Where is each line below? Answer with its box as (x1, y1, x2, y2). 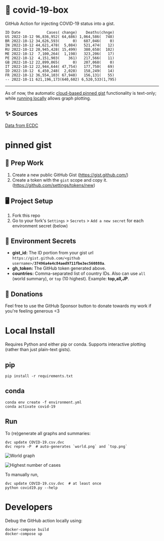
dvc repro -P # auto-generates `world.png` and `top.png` (5, 444, 128, 449)
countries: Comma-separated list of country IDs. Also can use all (12, 270, 145, 276)
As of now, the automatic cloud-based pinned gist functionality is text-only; (5, 90, 157, 96)
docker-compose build (5, 527, 49, 532)
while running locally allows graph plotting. (5, 95, 91, 101)
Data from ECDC (5, 122, 39, 128)
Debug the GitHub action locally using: (5, 518, 83, 523)
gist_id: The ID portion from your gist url (12, 250, 94, 256)
